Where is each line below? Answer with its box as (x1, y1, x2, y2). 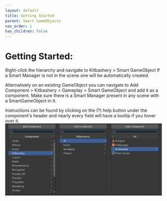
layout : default (5, 8, 39, 13)
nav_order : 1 (5, 24, 32, 29)
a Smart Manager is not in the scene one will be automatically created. (5, 72, 150, 79)
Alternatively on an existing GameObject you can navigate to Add (5, 82, 139, 88)
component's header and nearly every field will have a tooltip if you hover (5, 113, 156, 119)
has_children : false (5, 29, 48, 34)
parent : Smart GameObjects (5, 18, 61, 23)
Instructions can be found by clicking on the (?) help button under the (5, 107, 148, 113)
